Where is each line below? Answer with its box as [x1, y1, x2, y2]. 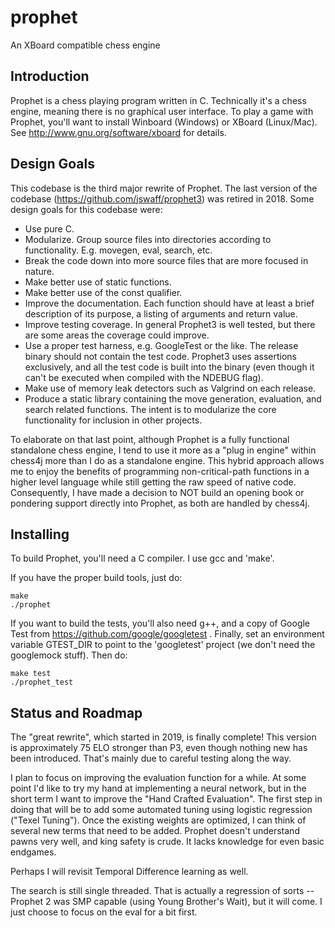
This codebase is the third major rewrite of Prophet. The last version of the [10, 182, 318, 194]
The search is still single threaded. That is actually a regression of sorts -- [10, 885, 315, 897]
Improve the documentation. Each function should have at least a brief [24, 297, 315, 309]
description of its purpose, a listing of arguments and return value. [24, 307, 298, 320]
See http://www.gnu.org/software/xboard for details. [10, 126, 227, 138]
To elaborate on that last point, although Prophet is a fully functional [10, 433, 290, 445]
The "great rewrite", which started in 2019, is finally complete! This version [10, 731, 317, 743]
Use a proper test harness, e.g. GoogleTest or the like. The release [24, 339, 299, 351]
